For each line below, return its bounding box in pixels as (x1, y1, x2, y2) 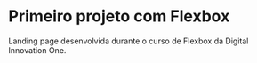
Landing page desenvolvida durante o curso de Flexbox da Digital (8, 35, 249, 46)
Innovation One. (8, 44, 67, 55)
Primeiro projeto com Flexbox (8, 6, 230, 27)
